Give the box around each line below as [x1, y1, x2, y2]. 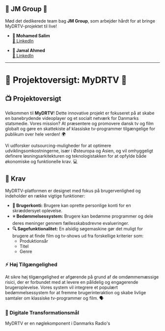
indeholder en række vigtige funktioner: [5, 193, 85, 199]
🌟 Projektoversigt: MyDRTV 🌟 [5, 75, 127, 85]
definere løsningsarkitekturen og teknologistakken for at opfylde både [5, 153, 147, 159]
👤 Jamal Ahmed [12, 47, 45, 53]
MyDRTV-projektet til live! [5, 23, 57, 29]
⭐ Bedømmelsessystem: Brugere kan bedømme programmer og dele [12, 213, 154, 219]
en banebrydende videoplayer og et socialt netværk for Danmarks [5, 115, 139, 121]
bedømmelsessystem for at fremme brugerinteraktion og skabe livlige [5, 289, 146, 295]
